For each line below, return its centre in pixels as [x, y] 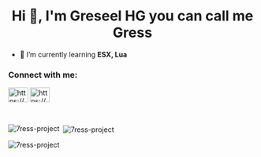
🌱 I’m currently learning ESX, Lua [73, 54]
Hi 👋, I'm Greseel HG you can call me [132, 16]
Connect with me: [43, 75]
